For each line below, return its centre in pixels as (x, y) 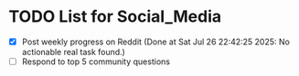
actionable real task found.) (73, 52)
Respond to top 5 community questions (96, 62)
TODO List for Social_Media (115, 17)
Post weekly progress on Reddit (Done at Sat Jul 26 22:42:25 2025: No (155, 42)
